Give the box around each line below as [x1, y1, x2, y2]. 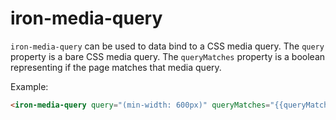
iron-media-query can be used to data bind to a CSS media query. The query [10, 40, 325, 52]
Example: [10, 80, 49, 92]
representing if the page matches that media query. [10, 61, 222, 73]
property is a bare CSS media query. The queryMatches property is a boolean [10, 50, 326, 62]
